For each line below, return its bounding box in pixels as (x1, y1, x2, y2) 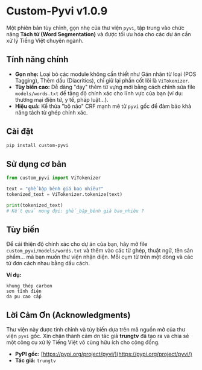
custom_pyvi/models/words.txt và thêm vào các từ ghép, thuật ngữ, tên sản (6, 247, 194, 254)
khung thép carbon (6, 283, 52, 289)
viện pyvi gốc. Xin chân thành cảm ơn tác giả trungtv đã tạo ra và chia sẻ (6, 333, 189, 340)
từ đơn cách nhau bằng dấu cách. (6, 260, 90, 267)
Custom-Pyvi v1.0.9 (6, 4, 108, 18)
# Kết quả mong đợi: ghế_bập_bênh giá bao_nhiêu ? (6, 208, 145, 214)
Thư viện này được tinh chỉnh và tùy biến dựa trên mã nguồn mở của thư (6, 326, 186, 333)
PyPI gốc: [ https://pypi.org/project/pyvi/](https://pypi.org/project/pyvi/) (14, 351, 193, 358)
